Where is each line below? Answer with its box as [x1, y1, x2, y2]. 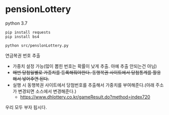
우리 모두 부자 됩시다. [5, 104, 47, 110]
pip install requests [5, 30, 51, 35]
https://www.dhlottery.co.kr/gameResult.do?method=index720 [20, 94, 150, 100]
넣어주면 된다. [22, 75, 49, 81]
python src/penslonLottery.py [5, 43, 69, 48]
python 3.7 [5, 20, 28, 26]
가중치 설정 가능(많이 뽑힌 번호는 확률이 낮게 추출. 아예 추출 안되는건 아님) [12, 63, 157, 69]
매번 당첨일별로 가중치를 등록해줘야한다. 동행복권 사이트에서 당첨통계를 [12, 69, 152, 75]
